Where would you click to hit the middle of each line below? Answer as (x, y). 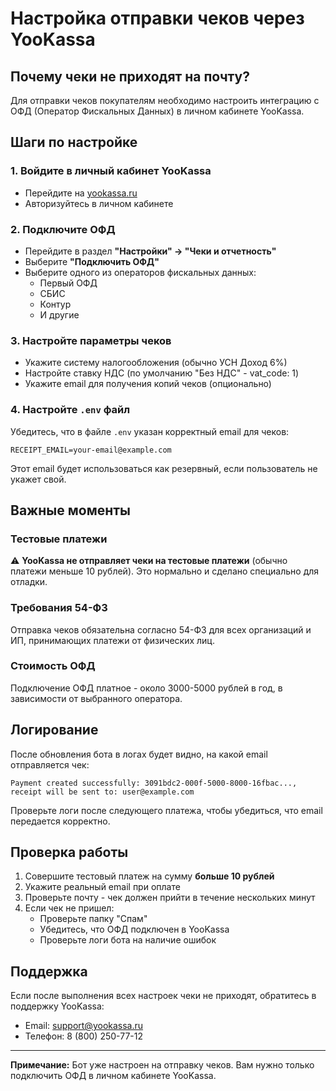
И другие (59, 314)
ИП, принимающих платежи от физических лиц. (112, 640)
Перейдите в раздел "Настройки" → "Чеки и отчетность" (150, 251)
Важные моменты (70, 510)
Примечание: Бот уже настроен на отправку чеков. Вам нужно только (162, 1065)
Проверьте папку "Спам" (93, 919)
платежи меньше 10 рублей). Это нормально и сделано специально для (165, 571)
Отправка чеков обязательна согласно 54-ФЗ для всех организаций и (161, 629)
